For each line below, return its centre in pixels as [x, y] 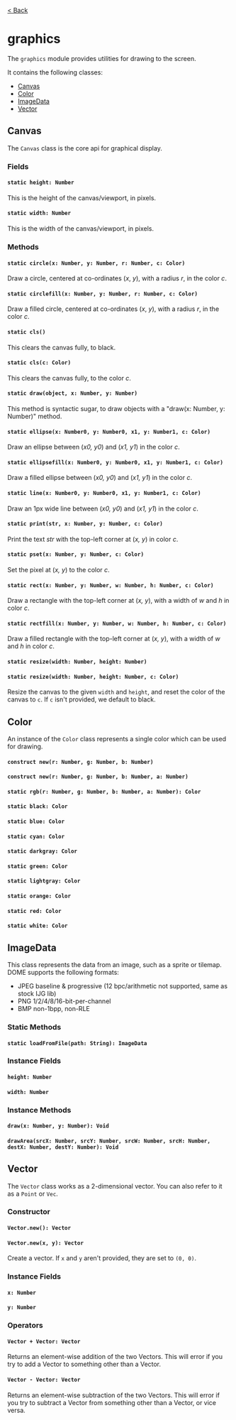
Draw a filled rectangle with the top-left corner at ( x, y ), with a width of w [114, 639]
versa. [17, 1410]
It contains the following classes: [55, 72]
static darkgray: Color [43, 851]
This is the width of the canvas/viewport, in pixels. [81, 229]
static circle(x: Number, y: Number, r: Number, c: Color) [96, 263]
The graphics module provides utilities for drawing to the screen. [102, 58]
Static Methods [34, 1027]
